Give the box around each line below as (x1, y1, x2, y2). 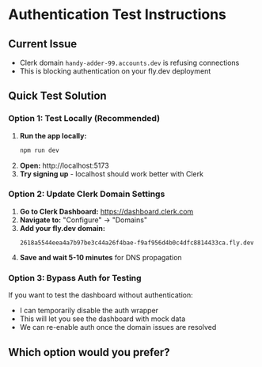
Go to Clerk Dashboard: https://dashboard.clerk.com (19, 206, 194, 216)
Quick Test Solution (8, 89, 107, 103)
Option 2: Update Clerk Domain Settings (8, 188, 165, 199)
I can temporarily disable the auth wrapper (19, 306, 159, 316)
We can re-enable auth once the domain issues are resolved (19, 323, 217, 332)
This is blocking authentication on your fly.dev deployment (19, 66, 211, 76)
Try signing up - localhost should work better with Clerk (19, 168, 204, 179)
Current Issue (8, 37, 78, 51)
